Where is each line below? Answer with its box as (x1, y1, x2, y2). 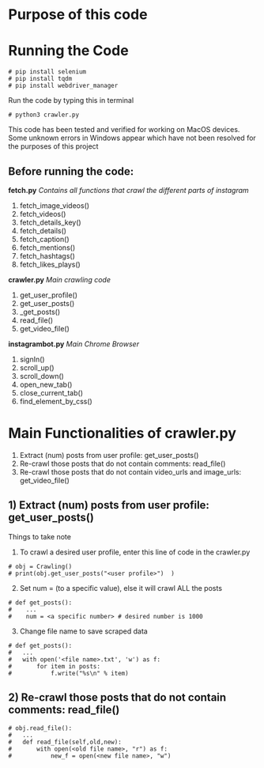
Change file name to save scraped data (19, 626, 148, 636)
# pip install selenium (8, 68, 87, 76)
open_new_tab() (19, 380, 73, 389)
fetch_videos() (19, 209, 66, 218)
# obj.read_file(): (8, 724, 73, 732)
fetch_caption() (19, 234, 70, 244)
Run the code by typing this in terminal (8, 96, 134, 105)
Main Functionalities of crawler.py (8, 425, 237, 442)
